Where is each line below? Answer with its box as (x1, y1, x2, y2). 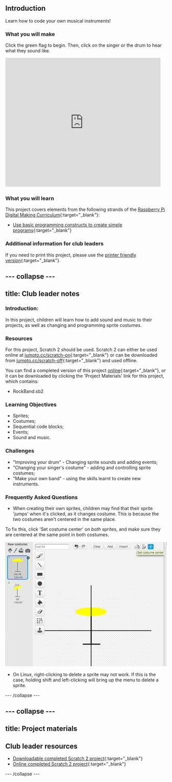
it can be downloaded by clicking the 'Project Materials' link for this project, (5, 373, 165, 379)
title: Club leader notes (5, 289, 80, 298)
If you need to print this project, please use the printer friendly (5, 251, 137, 258)
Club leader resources (5, 741, 78, 751)
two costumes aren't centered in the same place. (12, 516, 116, 522)
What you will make (5, 30, 55, 37)
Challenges (5, 447, 34, 455)
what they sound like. (5, 48, 50, 54)
